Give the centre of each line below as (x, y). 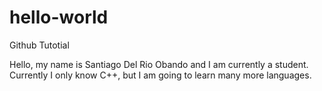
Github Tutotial (39, 45)
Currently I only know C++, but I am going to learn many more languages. (160, 75)
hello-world (59, 17)
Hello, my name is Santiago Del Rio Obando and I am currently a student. (159, 64)
